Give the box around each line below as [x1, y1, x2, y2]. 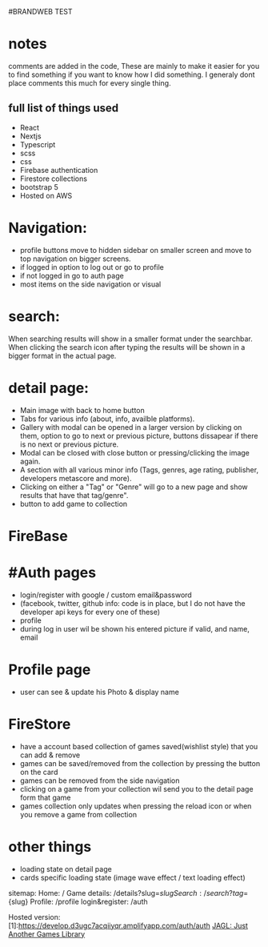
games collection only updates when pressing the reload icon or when [19, 801, 252, 811]
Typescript [19, 139, 56, 149]
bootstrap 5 [19, 182, 58, 191]
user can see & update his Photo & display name [19, 687, 180, 696]
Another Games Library [8, 929, 86, 939]
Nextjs [19, 131, 42, 141]
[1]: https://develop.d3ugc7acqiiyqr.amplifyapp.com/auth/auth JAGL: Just [8, 921, 248, 930]
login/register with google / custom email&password [19, 590, 192, 600]
